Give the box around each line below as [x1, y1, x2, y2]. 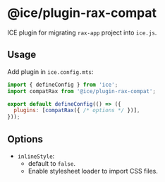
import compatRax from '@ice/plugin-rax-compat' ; [7, 87, 157, 95]
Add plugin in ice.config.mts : [7, 67, 94, 75]
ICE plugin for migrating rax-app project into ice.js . [7, 28, 157, 37]
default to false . [28, 159, 76, 167]
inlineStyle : [17, 152, 55, 160]
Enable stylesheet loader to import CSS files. [28, 166, 159, 175]
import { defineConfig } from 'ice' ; [7, 81, 118, 88]
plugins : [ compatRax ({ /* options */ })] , [13, 107, 140, 114]
